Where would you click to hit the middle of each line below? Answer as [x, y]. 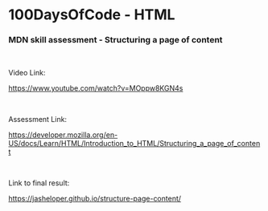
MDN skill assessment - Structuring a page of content [115, 40]
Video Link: [27, 73]
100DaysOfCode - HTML [92, 15]
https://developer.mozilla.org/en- [63, 135]
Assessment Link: [37, 120]
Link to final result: [39, 183]
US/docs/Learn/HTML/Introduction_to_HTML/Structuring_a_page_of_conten [134, 144]
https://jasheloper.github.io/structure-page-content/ [95, 199]
